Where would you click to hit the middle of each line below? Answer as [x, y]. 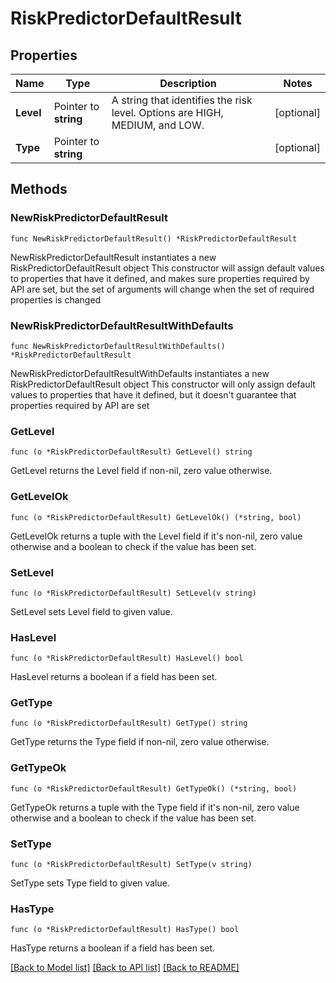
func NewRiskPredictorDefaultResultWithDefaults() [118, 346]
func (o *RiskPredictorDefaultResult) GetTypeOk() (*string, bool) [154, 788]
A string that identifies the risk [182, 100]
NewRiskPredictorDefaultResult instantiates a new [113, 257]
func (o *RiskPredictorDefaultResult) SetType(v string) [131, 865]
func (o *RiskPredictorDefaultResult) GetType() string [129, 723]
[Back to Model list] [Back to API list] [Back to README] [125, 968]
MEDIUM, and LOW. [158, 125]
